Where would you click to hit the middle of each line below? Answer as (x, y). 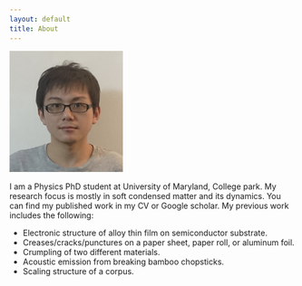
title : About (34, 29)
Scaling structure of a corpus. (78, 272)
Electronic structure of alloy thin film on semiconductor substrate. (145, 233)
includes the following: (52, 215)
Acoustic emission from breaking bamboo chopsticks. (123, 262)
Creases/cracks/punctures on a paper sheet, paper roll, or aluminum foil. (158, 243)
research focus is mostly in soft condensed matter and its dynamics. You (145, 196)
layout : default (40, 19)
